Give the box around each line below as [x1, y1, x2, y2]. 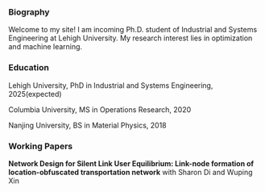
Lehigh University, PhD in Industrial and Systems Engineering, [8, 80, 213, 90]
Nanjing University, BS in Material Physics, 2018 [8, 120, 167, 130]
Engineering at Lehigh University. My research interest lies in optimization [8, 33, 253, 43]
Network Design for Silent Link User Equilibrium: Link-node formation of [8, 158, 255, 168]
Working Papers [8, 140, 73, 152]
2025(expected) [8, 89, 62, 98]
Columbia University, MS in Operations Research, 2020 [8, 104, 192, 115]
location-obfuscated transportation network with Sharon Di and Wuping [8, 167, 253, 177]
